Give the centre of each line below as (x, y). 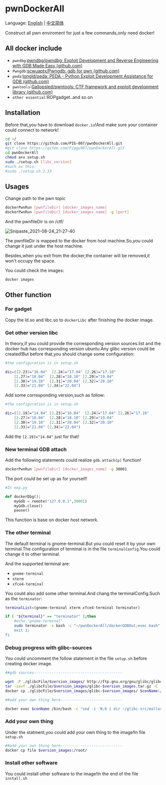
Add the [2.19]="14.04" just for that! (42, 437)
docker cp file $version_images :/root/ (46, 750)
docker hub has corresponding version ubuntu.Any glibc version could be (80, 348)
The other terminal (28, 533)
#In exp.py (16, 488)
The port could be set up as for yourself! (46, 479)
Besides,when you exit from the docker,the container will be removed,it (77, 256)
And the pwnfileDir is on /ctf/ (34, 222)
